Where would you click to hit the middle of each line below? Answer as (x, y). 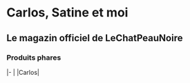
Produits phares (34, 58)
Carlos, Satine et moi (67, 13)
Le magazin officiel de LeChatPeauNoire (95, 38)
